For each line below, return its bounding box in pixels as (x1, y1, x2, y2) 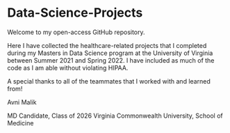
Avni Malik (7, 97, 37, 106)
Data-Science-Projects (7, 5, 143, 21)
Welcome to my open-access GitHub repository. (7, 28, 145, 36)
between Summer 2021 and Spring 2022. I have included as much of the (7, 56, 215, 64)
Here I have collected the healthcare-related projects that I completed (7, 41, 207, 49)
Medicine (7, 118, 34, 127)
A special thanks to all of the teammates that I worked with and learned (7, 77, 211, 85)
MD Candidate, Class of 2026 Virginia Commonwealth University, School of (7, 111, 224, 120)
